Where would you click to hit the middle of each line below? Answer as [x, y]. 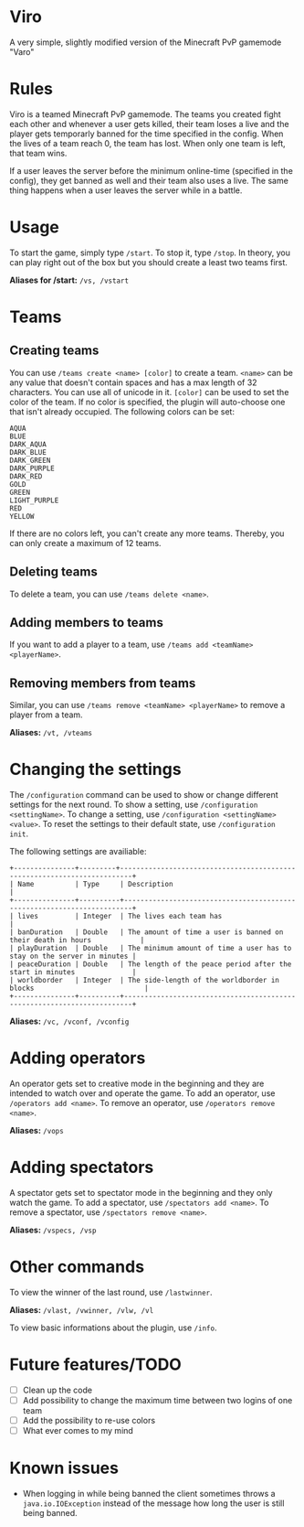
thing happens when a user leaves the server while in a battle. [126, 190]
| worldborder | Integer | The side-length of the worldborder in [145, 981]
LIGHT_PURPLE [34, 500]
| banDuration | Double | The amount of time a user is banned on [147, 932]
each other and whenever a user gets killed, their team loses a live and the [149, 124]
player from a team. [47, 715]
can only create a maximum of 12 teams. [85, 543]
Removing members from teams [103, 683]
